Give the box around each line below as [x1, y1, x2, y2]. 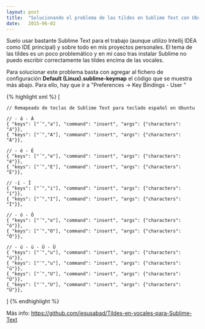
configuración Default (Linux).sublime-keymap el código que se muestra [6, 75, 192, 83]
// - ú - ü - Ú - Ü [6, 244, 56, 251]
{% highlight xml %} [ [6, 93, 60, 101]
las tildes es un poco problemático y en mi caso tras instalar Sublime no [6, 50, 187, 57]
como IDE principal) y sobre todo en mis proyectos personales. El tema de [6, 43, 193, 51]
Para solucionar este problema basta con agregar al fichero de [6, 68, 164, 76]
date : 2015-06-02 [6, 20, 56, 26]
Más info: [6, 309, 30, 317]
